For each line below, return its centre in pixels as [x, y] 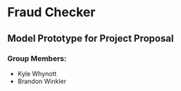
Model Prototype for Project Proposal [90, 38]
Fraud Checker [51, 12]
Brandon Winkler [42, 81]
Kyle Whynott [37, 73]
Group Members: [37, 59]
